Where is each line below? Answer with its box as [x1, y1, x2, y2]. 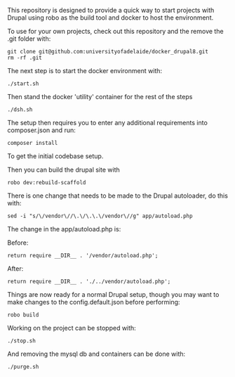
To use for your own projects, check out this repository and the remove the [7, 27, 224, 35]
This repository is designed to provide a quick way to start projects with [7, 6, 215, 14]
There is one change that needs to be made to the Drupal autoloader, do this [7, 191, 228, 200]
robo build [7, 312, 39, 319]
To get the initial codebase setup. [7, 152, 104, 160]
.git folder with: [7, 34, 51, 43]
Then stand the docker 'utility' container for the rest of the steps [7, 93, 193, 101]
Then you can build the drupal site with [7, 165, 121, 174]
